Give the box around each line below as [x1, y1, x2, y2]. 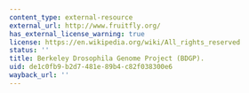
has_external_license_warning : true [9, 29, 145, 38]
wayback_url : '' [9, 71, 69, 80]
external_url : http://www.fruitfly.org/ [9, 21, 162, 30]
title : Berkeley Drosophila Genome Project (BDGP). [9, 54, 205, 63]
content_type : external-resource [9, 12, 133, 22]
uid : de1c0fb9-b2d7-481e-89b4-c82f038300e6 [9, 63, 173, 72]
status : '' [9, 46, 50, 55]
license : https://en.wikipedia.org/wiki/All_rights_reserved [9, 37, 241, 47]
